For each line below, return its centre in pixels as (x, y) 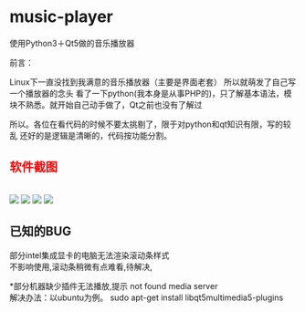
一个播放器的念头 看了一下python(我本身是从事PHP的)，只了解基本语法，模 (151, 93)
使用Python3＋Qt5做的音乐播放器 (72, 43)
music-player (62, 17)
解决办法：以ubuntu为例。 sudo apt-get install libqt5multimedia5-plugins (147, 297)
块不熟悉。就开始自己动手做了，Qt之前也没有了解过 (106, 104)
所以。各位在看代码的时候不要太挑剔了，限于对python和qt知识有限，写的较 (151, 124)
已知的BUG (41, 231)
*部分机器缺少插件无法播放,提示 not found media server (114, 286)
